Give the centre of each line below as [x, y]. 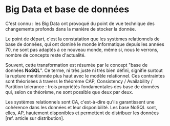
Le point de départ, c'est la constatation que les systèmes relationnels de [82, 39]
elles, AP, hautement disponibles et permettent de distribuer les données [82, 113]
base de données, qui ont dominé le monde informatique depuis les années [85, 44]
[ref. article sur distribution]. [35, 118]
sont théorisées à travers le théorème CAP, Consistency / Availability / [79, 81]
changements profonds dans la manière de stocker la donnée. [71, 29]
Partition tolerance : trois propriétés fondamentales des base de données [82, 86]
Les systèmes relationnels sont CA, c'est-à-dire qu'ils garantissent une [80, 102]
